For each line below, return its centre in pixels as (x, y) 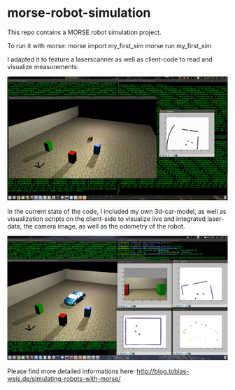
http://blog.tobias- (163, 371)
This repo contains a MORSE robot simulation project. (85, 32)
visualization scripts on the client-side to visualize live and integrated (107, 219)
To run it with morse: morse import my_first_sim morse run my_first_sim (109, 45)
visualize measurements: (43, 66)
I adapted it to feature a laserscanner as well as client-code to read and (110, 59)
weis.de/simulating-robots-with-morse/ (64, 378)
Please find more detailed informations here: (71, 371)
